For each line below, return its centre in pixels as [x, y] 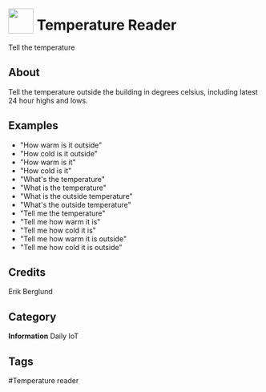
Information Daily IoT [44, 336]
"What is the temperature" [63, 188]
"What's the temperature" [62, 179]
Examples [33, 125]
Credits [27, 272]
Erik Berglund [31, 292]
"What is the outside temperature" [77, 196]
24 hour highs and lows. [48, 100]
